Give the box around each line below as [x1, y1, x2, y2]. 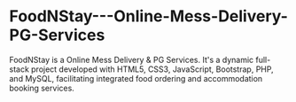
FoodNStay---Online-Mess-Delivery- [9, 6, 288, 27]
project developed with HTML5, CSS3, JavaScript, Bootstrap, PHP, [30, 64, 274, 75]
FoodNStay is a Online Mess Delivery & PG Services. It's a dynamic [9, 54, 254, 65]
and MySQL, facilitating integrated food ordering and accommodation [9, 73, 263, 83]
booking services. [9, 82, 75, 93]
